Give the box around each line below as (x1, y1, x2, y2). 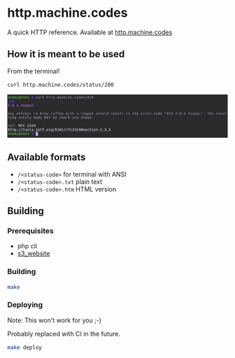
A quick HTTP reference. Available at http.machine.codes (7, 28, 173, 36)
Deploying (7, 300, 43, 310)
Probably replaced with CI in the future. (7, 329, 121, 338)
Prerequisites (7, 226, 54, 236)
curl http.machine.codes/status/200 (7, 81, 114, 88)
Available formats (7, 152, 86, 164)
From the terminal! (7, 66, 60, 75)
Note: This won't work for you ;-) (7, 316, 102, 324)
